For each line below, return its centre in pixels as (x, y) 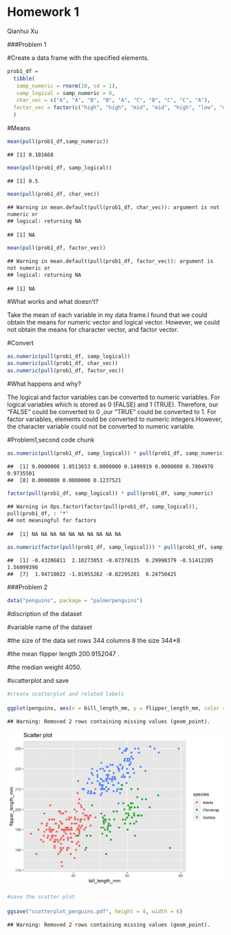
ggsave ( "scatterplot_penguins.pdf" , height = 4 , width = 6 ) (95, 912)
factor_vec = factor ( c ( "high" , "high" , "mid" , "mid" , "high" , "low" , (115, 107)
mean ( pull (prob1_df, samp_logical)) (59, 167)
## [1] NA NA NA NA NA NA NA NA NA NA (64, 534)
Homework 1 (43, 12)
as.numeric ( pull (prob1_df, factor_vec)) (66, 371)
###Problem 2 (27, 587)
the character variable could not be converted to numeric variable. (101, 427)
